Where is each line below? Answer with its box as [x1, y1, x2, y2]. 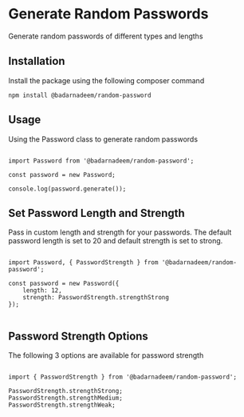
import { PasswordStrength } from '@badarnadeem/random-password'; [8, 373, 238, 381]
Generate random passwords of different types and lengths [8, 31, 203, 41]
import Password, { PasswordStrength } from [8, 259, 159, 267]
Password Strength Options [8, 329, 149, 343]
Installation [8, 54, 65, 68]
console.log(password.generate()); [8, 185, 127, 193]
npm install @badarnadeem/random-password [8, 91, 152, 99]
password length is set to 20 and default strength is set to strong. [8, 236, 223, 246]
